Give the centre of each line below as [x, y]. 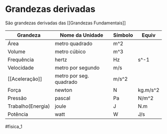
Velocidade [21, 67]
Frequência [21, 60]
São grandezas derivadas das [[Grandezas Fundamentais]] [65, 23]
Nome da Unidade [82, 35]
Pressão [17, 98]
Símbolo [123, 35]
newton [63, 90]
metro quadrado [74, 43]
